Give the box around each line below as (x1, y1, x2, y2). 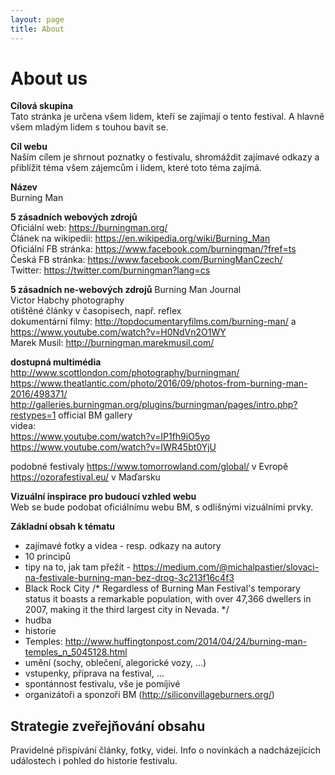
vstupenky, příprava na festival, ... (24, 667, 165, 680)
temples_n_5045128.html (24, 646, 128, 658)
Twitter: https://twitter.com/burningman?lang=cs (10, 264, 211, 276)
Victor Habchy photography (10, 294, 125, 306)
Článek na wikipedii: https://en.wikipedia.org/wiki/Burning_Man (10, 232, 271, 245)
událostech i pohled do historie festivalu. (10, 755, 178, 767)
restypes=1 (10, 409, 57, 421)
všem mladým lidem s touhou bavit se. (10, 121, 169, 133)
